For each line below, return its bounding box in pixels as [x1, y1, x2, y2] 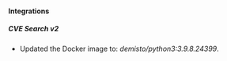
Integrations [8, 6, 50, 16]
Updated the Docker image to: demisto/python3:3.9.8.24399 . [19, 44, 219, 53]
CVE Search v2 [8, 24, 59, 34]
